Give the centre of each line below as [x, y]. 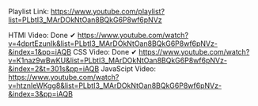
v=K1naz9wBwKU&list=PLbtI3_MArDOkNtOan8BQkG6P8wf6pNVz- [118, 60]
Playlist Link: [28, 11]
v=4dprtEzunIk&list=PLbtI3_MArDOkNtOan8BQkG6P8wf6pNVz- [113, 44]
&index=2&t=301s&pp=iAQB [54, 69]
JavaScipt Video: [129, 69]
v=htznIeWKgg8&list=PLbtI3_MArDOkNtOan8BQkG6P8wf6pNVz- [115, 85]
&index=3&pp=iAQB [41, 94]
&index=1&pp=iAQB [40, 52]
